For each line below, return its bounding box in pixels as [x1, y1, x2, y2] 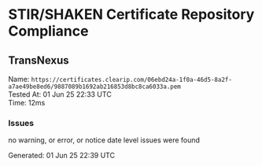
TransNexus [8, 53, 69, 67]
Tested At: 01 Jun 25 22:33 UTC [8, 90, 112, 99]
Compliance [8, 22, 89, 40]
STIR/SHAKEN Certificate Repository [8, 6, 255, 24]
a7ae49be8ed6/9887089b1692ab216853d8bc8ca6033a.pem [8, 83, 181, 90]
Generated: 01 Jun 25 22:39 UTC [8, 151, 116, 160]
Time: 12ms [8, 98, 46, 107]
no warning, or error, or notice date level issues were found [8, 135, 201, 145]
